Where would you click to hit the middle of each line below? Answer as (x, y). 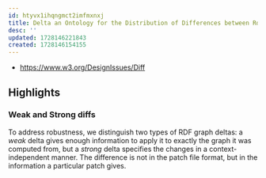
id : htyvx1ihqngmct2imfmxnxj (56, 15)
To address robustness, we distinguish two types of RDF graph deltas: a (125, 132)
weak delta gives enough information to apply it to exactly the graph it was (130, 140)
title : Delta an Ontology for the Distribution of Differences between (129, 23)
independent (29, 157)
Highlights (34, 92)
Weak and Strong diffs (52, 115)
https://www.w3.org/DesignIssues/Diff (82, 67)
